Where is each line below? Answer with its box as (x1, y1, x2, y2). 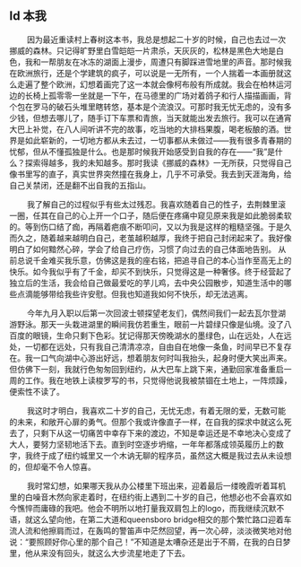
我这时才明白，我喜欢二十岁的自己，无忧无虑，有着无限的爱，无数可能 (26, 405, 287, 415)
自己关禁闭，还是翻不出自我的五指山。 (9, 179, 150, 190)
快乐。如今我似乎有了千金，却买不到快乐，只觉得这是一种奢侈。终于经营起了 (9, 266, 292, 276)
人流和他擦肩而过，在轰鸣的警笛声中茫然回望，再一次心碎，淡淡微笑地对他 (16, 525, 292, 536)
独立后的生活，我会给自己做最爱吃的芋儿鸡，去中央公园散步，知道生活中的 (9, 277, 284, 288)
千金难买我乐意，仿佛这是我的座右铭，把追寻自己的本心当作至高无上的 (32, 255, 292, 266)
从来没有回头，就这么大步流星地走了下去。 (32, 547, 190, 558)
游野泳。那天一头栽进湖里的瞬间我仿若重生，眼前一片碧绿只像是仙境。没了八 (9, 318, 292, 329)
